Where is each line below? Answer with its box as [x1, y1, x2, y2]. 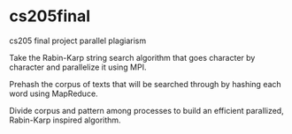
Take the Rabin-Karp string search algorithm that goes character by [9, 52, 256, 63]
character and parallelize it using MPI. [9, 62, 147, 72]
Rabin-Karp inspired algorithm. [9, 115, 121, 125]
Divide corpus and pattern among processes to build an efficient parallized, [9, 105, 285, 115]
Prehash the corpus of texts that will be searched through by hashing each [9, 78, 281, 89]
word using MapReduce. [9, 88, 99, 99]
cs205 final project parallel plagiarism [9, 35, 147, 46]
